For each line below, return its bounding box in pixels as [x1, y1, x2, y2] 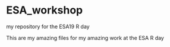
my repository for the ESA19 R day [6, 23, 90, 30]
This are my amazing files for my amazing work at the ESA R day [6, 34, 165, 41]
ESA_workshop [6, 4, 83, 17]
